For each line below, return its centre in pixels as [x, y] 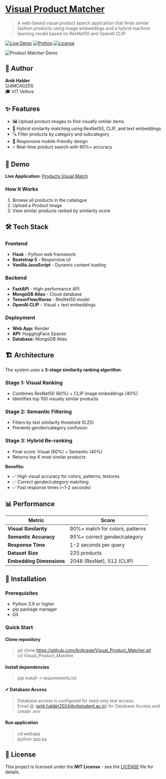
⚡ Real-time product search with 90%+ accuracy [62, 147]
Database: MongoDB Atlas [40, 339]
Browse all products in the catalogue [50, 200]
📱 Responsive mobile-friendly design [50, 141]
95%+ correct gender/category [107, 537]
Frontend [16, 244]
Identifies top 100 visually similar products [55, 399]
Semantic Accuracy [31, 537]
